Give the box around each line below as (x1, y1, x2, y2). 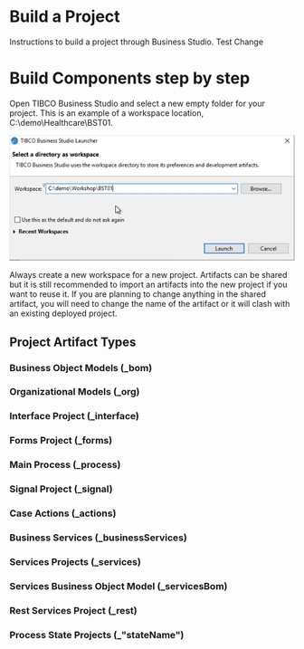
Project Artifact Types (9, 334, 137, 349)
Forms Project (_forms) (9, 434, 113, 447)
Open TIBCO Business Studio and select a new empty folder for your (9, 98, 265, 109)
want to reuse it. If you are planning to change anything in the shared (9, 289, 267, 300)
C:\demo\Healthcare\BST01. (9, 117, 113, 128)
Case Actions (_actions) (9, 507, 117, 520)
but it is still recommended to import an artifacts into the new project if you (9, 279, 288, 291)
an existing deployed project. (9, 308, 118, 319)
